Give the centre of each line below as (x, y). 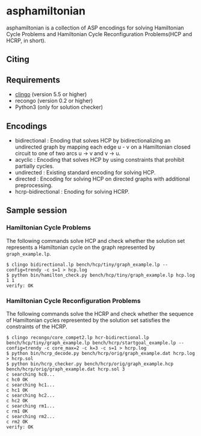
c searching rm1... (31, 406)
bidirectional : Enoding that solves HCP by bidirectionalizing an (93, 140)
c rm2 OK (17, 422)
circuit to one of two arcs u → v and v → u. (68, 153)
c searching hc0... (31, 374)
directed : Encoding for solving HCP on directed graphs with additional (102, 179)
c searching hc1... (31, 385)
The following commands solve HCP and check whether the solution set (96, 241)
